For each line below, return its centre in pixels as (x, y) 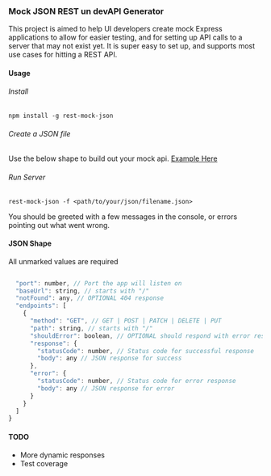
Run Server (27, 177)
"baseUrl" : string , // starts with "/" (83, 291)
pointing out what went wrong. (59, 225)
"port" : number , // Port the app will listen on (99, 283)
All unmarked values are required (63, 261)
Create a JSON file (40, 133)
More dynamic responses (62, 455)
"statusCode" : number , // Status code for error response (137, 381)
